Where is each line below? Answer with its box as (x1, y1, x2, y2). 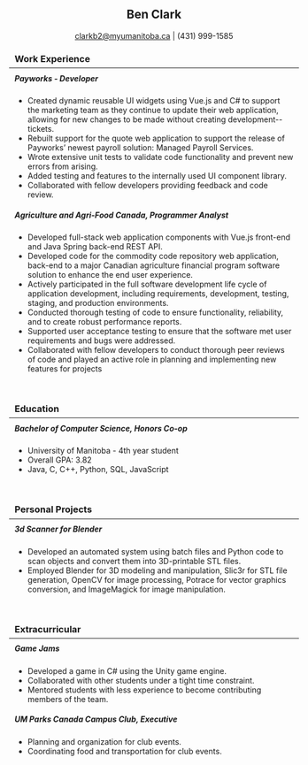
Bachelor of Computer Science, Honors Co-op (14, 423, 189, 433)
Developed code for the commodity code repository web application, (27, 251, 280, 262)
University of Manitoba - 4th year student (27, 446, 180, 456)
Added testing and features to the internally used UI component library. (27, 171, 287, 181)
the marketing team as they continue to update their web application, (27, 105, 280, 116)
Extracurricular (14, 623, 81, 635)
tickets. (27, 124, 55, 134)
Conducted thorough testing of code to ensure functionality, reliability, (27, 307, 284, 317)
